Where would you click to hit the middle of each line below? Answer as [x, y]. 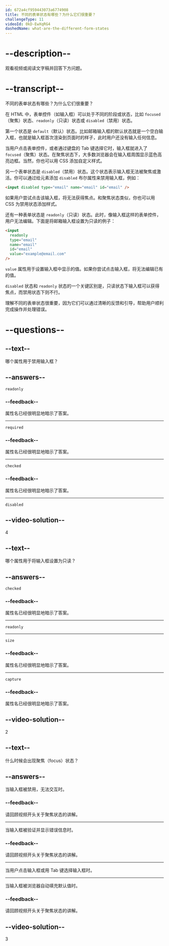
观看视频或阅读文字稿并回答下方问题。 [45, 68]
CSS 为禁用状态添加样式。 [32, 204]
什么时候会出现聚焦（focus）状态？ [42, 760]
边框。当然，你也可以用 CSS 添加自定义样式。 [57, 161]
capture [13, 679]
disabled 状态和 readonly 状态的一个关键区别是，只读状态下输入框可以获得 [82, 286]
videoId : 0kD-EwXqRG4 [28, 24]
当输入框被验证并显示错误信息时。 [40, 830]
